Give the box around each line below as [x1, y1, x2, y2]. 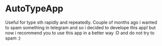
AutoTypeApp [5, 3, 64, 14]
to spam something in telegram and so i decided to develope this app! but [5, 24, 156, 30]
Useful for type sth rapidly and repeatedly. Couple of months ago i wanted [5, 19, 158, 25]
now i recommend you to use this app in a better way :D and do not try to [5, 30, 155, 36]
